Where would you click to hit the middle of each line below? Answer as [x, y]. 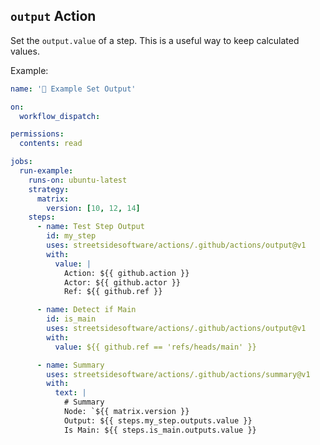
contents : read [51, 144]
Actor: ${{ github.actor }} [122, 282]
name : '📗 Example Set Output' [73, 89]
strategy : [49, 189]
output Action [53, 16]
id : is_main [71, 319]
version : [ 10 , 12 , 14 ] [93, 208]
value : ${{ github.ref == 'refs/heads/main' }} [155, 347]
